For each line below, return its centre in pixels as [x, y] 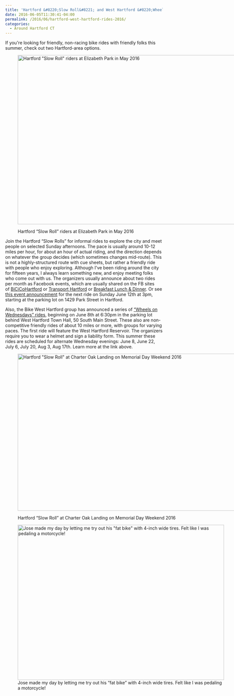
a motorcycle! [32, 688]
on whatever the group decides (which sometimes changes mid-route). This [83, 257]
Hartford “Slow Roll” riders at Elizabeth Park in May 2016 [76, 232]
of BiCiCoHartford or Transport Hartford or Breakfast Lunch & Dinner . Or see [84, 289]
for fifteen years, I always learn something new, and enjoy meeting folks [79, 273]
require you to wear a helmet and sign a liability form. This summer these [80, 336]
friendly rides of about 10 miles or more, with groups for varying [96, 325]
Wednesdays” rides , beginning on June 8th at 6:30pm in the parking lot [79, 315]
